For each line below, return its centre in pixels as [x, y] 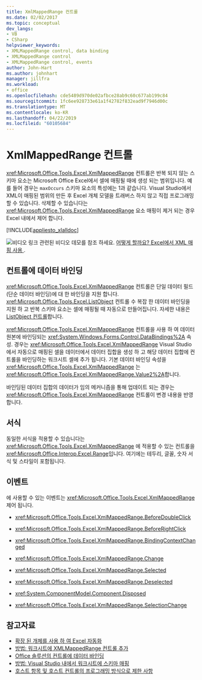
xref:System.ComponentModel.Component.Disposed [80, 593]
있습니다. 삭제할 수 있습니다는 [54, 203]
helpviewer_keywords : [33, 46]
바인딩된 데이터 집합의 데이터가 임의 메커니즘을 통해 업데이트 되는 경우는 [90, 387]
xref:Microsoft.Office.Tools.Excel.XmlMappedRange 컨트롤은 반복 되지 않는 [97, 173]
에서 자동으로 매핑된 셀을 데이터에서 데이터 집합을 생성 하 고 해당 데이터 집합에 [98, 352]
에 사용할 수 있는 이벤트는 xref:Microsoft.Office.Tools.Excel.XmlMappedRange [101, 497]
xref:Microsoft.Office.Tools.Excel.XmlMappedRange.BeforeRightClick [100, 528]
